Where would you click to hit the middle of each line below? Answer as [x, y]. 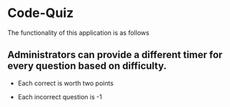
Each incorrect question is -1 [60, 96]
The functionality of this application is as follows [79, 33]
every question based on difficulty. [87, 66]
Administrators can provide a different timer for [115, 55]
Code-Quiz [41, 13]
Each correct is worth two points [66, 83]
